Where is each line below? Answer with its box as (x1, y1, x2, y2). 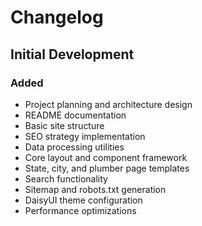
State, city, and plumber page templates (24, 162, 190, 174)
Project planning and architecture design (24, 98, 193, 110)
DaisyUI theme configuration (24, 194, 143, 206)
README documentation (24, 109, 127, 121)
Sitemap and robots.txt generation (24, 183, 167, 195)
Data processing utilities (24, 141, 125, 153)
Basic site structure (24, 119, 105, 131)
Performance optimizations (24, 204, 137, 216)
